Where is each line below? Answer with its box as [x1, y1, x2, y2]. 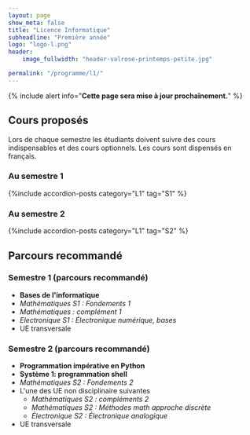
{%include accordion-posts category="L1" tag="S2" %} [8, 226, 189, 236]
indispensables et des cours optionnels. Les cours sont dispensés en [8, 143, 232, 152]
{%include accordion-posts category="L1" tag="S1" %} [8, 188, 187, 198]
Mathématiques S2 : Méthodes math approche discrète [31, 403, 211, 412]
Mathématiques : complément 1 [19, 307, 122, 316]
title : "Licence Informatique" [8, 26, 111, 34]
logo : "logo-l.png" [8, 41, 72, 49]
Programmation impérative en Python [19, 361, 145, 371]
